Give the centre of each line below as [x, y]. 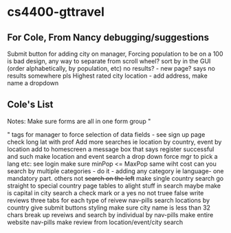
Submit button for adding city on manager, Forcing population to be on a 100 [115, 54]
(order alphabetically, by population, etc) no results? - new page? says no [111, 68]
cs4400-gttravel [56, 12]
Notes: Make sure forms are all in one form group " [79, 121]
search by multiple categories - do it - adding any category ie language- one [116, 171]
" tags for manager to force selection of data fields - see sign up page [106, 134]
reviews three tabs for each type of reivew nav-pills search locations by [109, 200]
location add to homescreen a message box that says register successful [111, 149]
